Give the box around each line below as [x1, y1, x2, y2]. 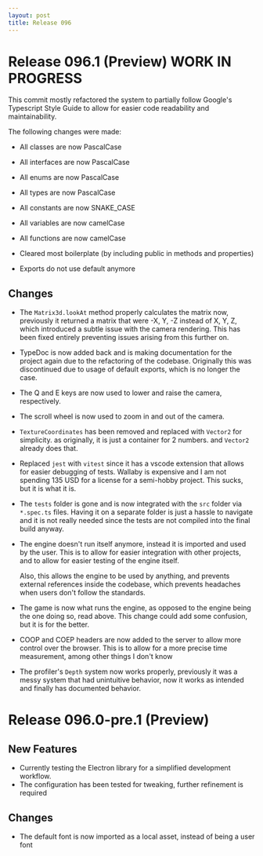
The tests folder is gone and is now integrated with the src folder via [19, 499, 243, 509]
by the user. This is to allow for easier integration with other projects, [19, 547, 241, 558]
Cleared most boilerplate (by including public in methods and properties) [19, 249, 254, 258]
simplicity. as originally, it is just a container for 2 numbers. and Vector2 [19, 435, 250, 444]
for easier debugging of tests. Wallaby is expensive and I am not [19, 467, 227, 477]
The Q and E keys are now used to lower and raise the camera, [19, 388, 222, 397]
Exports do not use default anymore [19, 264, 135, 273]
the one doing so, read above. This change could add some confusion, [19, 612, 248, 621]
